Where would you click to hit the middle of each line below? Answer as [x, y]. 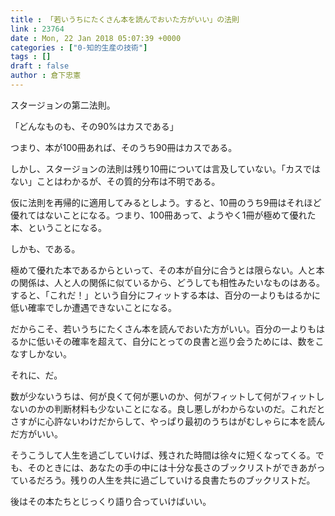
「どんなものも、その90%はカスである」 [94, 126]
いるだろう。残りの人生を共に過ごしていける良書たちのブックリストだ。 [167, 480]
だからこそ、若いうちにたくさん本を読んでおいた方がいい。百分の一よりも [163, 328]
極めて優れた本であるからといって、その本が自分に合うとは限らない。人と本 [167, 270]
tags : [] [31, 57]
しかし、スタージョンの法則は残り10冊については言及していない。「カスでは [166, 168]
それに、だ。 [36, 375]
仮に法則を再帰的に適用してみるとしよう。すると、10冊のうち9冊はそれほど [166, 202]
